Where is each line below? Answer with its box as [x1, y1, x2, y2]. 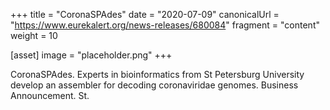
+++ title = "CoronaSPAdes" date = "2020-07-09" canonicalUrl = [10, 9, 280, 20]
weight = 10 [10, 30, 58, 41]
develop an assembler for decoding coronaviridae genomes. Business [10, 79, 299, 91]
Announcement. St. [10, 90, 90, 101]
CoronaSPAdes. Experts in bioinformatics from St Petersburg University [10, 69, 305, 80]
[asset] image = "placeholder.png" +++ [10, 49, 173, 61]
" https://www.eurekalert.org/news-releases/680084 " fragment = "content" [10, 19, 320, 31]
